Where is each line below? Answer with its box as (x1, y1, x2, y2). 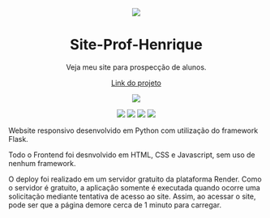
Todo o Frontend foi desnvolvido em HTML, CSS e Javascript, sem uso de (8, 150, 255, 160)
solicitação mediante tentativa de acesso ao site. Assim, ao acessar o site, (8, 191, 257, 201)
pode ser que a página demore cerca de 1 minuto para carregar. (8, 199, 221, 210)
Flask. (8, 134, 28, 143)
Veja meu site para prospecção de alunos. (66, 62, 207, 72)
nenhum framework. (8, 158, 76, 168)
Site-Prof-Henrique (70, 36, 203, 54)
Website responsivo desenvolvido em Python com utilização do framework (8, 126, 259, 135)
